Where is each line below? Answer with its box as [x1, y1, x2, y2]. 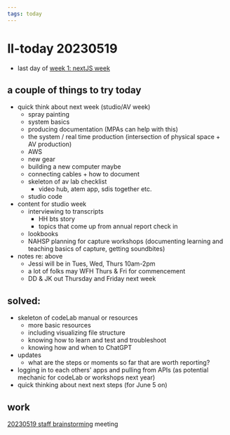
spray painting [27, 110, 70, 119]
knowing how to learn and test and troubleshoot [27, 336, 167, 344]
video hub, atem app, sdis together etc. [38, 185, 152, 193]
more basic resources [27, 321, 91, 330]
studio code [27, 193, 63, 201]
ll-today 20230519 [7, 40, 118, 56]
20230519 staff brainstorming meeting [7, 420, 119, 428]
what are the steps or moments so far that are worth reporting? [27, 358, 210, 367]
